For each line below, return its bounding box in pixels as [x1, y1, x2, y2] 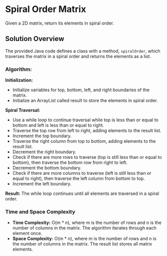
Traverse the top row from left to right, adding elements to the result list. [12, 128, 161, 134]
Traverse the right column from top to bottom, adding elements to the [12, 138, 156, 144]
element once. [12, 230, 43, 236]
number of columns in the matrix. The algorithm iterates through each [12, 225, 157, 231]
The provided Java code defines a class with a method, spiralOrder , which [5, 48, 160, 54]
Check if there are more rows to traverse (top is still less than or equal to [12, 154, 162, 160]
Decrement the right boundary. [12, 149, 77, 155]
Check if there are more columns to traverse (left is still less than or [12, 170, 151, 176]
